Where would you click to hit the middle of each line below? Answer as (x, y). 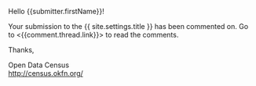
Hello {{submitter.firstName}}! (56, 11)
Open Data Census (38, 65)
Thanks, (21, 50)
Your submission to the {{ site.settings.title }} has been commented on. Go (128, 26)
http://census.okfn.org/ (46, 73)
